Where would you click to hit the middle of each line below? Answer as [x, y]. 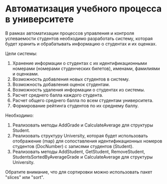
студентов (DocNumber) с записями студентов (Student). [73, 146]
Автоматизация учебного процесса [83, 9]
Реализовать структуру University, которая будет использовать [80, 135]
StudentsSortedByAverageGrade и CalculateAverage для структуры [83, 157]
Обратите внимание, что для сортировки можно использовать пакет [79, 172]
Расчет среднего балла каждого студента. [58, 95]
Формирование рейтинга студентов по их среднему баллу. [76, 105]
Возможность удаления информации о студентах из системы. [79, 89]
